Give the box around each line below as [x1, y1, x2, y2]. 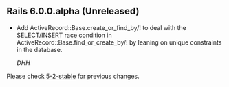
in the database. [16, 45, 63, 53]
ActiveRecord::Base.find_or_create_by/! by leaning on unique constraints [16, 38, 222, 47]
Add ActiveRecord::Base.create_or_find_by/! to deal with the [16, 23, 186, 32]
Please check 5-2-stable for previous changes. [6, 72, 140, 80]
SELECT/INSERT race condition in [16, 31, 112, 39]
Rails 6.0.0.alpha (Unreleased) [6, 5, 140, 17]
